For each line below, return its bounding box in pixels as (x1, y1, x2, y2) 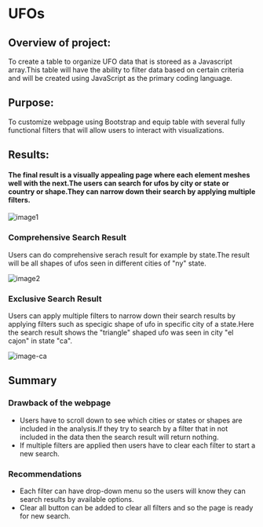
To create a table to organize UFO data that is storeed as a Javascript (8, 57, 233, 66)
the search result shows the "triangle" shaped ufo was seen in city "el (8, 328, 234, 337)
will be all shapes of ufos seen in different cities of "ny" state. (8, 258, 206, 268)
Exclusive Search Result (8, 293, 102, 304)
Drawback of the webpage (8, 397, 111, 408)
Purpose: (8, 96, 54, 110)
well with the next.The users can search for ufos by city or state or (8, 178, 229, 188)
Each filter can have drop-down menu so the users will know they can (19, 486, 246, 496)
